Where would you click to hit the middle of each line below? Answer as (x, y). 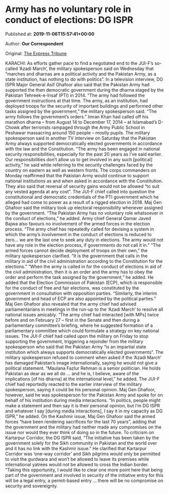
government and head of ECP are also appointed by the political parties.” (81, 299)
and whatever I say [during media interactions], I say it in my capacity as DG (84, 411)
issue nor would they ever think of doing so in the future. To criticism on (80, 432)
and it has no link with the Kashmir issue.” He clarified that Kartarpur (76, 448)
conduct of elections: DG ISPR (69, 20)
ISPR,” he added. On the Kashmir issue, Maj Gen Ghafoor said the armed (80, 416)
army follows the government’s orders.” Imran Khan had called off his (77, 116)
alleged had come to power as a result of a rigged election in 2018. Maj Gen (83, 202)
